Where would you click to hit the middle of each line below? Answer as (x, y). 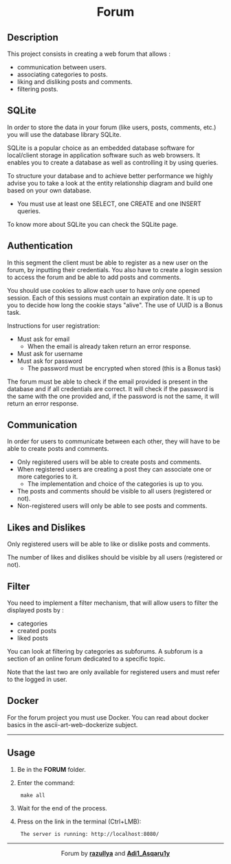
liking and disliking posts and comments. (75, 82)
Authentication (40, 246)
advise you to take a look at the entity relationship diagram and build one (110, 183)
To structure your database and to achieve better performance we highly (110, 175)
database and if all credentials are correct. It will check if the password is (111, 388)
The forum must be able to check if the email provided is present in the (108, 381)
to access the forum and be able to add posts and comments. (94, 277)
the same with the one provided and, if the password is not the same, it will (113, 396)
